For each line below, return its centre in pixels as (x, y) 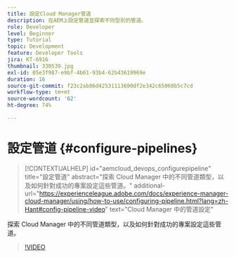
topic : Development (36, 46)
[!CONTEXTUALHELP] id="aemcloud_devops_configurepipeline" (118, 168)
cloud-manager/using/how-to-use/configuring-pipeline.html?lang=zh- (126, 200)
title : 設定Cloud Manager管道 (49, 14)
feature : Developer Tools (45, 53)
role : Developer (31, 27)
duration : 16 (26, 79)
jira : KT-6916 (28, 60)
